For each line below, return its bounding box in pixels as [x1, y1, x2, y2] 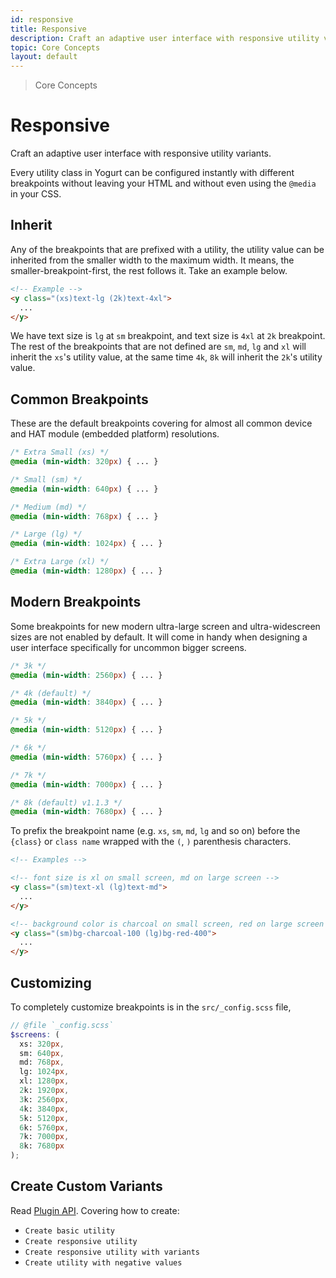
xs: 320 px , [19, 1039, 65, 1049]
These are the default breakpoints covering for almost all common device [10, 417, 313, 430]
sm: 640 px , [19, 1048, 65, 1058]
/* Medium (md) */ [10, 502, 87, 512]
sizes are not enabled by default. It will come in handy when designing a [10, 631, 308, 643]
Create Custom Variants [10, 1178, 163, 1195]
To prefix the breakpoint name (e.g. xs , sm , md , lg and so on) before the [10, 825, 301, 837]
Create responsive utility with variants [24, 1247, 200, 1257]
